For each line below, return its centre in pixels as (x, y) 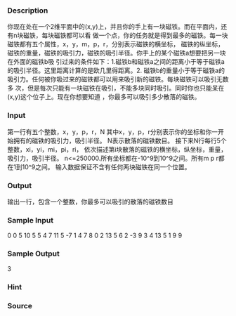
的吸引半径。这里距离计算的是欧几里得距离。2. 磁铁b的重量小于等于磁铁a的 (116, 71)
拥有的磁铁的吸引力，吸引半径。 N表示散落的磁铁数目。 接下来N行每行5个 (120, 140)
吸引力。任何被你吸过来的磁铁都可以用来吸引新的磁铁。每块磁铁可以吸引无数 (118, 79)
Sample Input (31, 220)
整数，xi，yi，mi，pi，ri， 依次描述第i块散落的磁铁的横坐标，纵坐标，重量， (117, 149)
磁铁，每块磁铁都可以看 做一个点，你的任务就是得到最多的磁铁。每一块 (126, 35)
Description (28, 11)
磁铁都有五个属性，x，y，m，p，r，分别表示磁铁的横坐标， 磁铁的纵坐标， (116, 44)
